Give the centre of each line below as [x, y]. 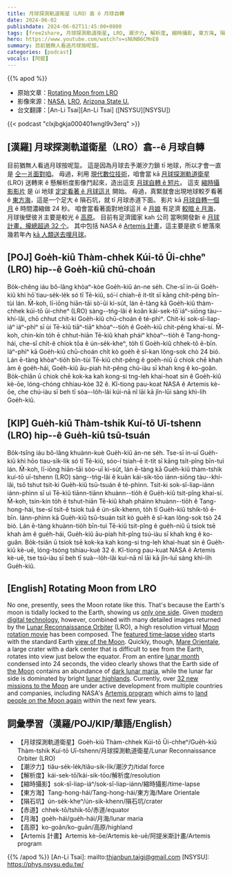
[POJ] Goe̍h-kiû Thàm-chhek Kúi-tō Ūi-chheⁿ [106, 257]
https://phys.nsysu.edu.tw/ [46, 864]
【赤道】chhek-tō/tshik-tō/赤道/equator [73, 809]
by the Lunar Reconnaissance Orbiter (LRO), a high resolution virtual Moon [113, 627]
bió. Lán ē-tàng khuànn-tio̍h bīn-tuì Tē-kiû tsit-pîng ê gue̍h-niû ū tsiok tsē [112, 526]
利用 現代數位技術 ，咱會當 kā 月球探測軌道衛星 [144, 174]
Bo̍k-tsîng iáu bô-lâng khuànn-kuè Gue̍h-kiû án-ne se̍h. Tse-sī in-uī [103, 453]
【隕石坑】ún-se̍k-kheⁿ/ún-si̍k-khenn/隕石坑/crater [90, 801]
